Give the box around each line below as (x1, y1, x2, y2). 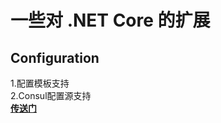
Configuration (10, 49, 100, 66)
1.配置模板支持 (10, 77, 70, 89)
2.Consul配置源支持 (10, 90, 92, 101)
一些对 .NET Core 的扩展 (10, 9, 211, 32)
